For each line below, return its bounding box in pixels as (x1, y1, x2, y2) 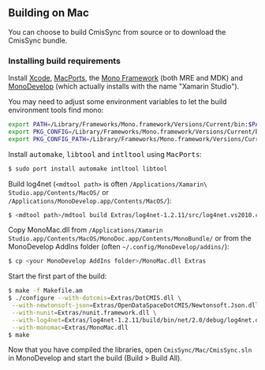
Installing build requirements (8, 55, 121, 66)
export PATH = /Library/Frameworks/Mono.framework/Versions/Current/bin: (8, 121, 248, 129)
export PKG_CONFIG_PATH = (8, 135, 90, 143)
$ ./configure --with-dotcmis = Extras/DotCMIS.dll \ (8, 294, 181, 302)
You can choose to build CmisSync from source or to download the (8, 27, 226, 36)
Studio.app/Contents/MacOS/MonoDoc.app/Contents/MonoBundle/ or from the (8, 234, 252, 243)
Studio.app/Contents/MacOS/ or (8, 187, 109, 196)
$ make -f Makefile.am (8, 287, 83, 295)
